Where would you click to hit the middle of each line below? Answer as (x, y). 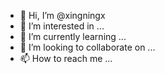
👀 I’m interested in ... (62, 26)
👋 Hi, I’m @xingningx (62, 15)
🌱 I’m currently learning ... (73, 36)
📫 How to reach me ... (66, 58)
